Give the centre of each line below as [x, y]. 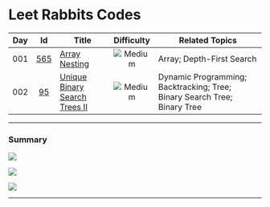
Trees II [74, 107]
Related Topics [208, 40]
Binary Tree [180, 107]
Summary [28, 140]
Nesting [75, 63]
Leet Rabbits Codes [75, 15]
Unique [74, 76]
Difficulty [132, 40]
